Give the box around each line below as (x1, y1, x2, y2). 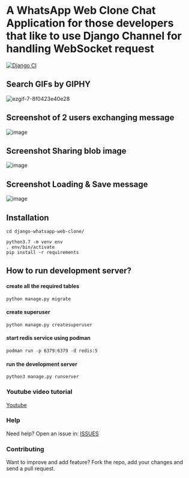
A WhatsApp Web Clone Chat (6, 4, 156, 17)
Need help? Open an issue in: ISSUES (6, 430, 99, 437)
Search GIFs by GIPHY (6, 79, 91, 89)
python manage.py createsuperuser (6, 322, 93, 328)
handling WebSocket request (6, 42, 154, 56)
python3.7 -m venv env (6, 239, 63, 245)
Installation (6, 213, 49, 223)
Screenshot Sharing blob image (6, 145, 127, 156)
